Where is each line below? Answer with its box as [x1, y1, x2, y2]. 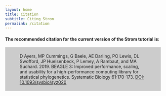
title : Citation [5, 12, 39, 17]
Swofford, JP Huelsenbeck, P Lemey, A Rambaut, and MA [19, 59, 137, 64]
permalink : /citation [5, 21, 50, 26]
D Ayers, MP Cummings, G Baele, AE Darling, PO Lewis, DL [19, 53, 140, 59]
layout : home [5, 7, 32, 12]
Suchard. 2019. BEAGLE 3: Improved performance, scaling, [19, 64, 139, 69]
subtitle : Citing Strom [5, 16, 54, 21]
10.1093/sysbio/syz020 [19, 79, 67, 85]
